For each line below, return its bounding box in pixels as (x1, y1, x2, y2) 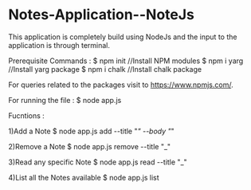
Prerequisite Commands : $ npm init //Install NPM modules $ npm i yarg (8, 56, 244, 65)
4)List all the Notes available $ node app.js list (8, 172, 159, 182)
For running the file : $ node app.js (8, 95, 122, 105)
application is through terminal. (8, 40, 110, 49)
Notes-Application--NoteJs (8, 6, 195, 24)
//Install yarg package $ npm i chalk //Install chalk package (8, 64, 202, 73)
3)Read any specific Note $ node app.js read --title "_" (8, 157, 187, 167)
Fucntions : (8, 110, 45, 121)
